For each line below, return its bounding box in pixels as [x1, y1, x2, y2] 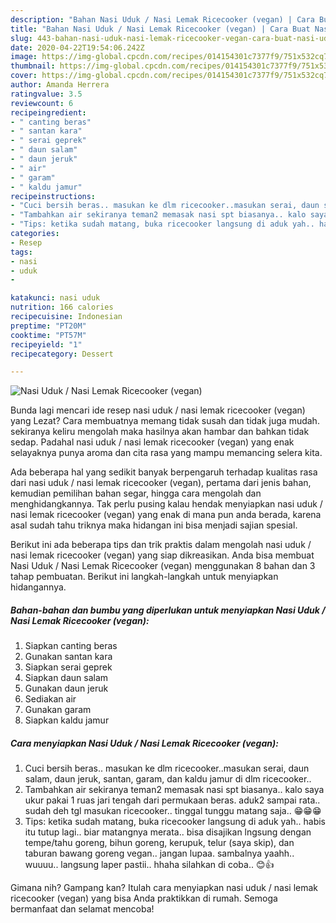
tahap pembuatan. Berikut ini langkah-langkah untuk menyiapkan [10, 571, 279, 583]
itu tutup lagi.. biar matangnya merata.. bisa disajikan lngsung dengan [24, 826, 312, 838]
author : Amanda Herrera [10, 80, 110, 90]
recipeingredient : [10, 107, 87, 118]
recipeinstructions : [10, 191, 97, 201]
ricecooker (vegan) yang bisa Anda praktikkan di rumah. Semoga [10, 892, 278, 905]
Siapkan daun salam [24, 672, 109, 684]
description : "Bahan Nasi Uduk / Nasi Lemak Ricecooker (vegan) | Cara [10, 14, 315, 25]
